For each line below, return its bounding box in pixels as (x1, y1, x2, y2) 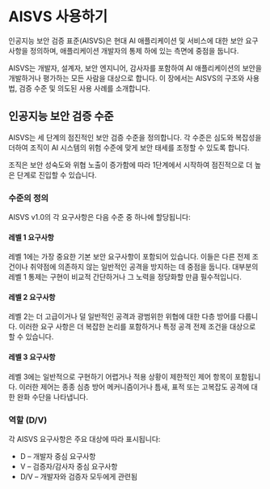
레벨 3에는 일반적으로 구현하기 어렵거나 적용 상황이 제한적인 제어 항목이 (8, 371, 233, 381)
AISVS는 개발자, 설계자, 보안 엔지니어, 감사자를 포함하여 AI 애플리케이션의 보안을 (8, 62, 263, 73)
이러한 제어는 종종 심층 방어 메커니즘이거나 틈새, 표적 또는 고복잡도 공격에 (19, 382, 250, 392)
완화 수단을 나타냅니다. (16, 392, 89, 401)
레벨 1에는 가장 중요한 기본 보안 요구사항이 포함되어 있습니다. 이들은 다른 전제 (8, 252, 251, 262)
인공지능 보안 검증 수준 (8, 109, 115, 123)
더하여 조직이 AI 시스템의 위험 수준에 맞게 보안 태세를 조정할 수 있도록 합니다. (8, 143, 250, 152)
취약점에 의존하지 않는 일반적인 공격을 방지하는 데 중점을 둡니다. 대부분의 (29, 262, 259, 272)
